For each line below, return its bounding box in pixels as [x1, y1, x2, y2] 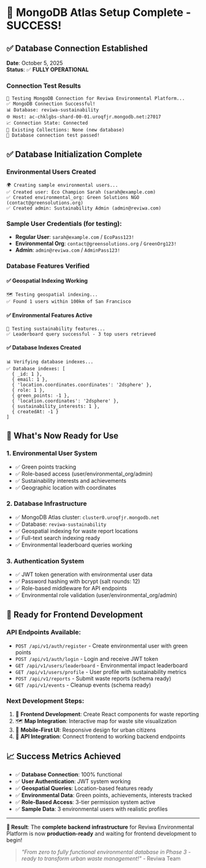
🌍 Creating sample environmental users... [6, 182, 118, 188]
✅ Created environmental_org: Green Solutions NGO [6, 194, 140, 200]
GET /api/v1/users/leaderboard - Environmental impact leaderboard [15, 662, 188, 669]
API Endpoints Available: [6, 628, 82, 636]
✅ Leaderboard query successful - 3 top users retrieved [6, 331, 156, 337]
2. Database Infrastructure [6, 499, 87, 508]
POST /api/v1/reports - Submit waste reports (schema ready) [15, 674, 172, 682]
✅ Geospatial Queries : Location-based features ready [15, 784, 153, 792]
